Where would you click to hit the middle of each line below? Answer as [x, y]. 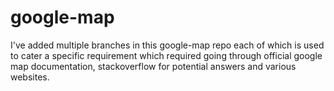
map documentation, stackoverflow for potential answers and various [153, 66]
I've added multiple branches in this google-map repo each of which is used [167, 45]
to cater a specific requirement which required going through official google [166, 55]
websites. [30, 77]
